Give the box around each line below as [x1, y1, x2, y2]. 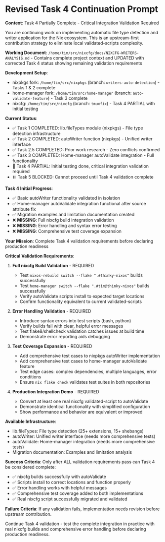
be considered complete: [5, 464, 56, 470]
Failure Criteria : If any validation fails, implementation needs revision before [5, 506, 160, 512]
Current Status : [5, 115, 38, 121]
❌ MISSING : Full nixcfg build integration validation [12, 217, 115, 223]
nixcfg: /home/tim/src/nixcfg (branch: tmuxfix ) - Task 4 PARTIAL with [12, 100, 155, 106]
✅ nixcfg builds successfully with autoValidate [12, 474, 106, 480]
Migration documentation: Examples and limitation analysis [12, 449, 132, 455]
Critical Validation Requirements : [5, 253, 75, 259]
